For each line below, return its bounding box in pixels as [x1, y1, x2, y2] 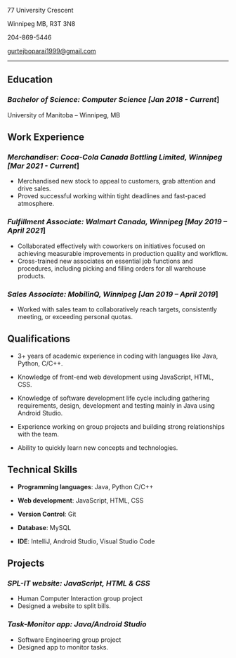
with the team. [17, 430, 60, 438]
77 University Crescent [7, 6, 74, 14]
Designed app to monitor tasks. [17, 643, 109, 651]
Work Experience [7, 131, 85, 143]
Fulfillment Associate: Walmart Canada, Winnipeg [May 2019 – [7, 217, 228, 227]
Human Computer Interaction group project [17, 594, 143, 603]
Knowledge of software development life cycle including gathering [17, 394, 210, 402]
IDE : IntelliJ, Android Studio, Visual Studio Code [17, 537, 156, 546]
